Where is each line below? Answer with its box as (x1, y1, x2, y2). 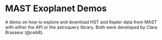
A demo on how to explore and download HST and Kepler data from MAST (5, 19, 157, 25)
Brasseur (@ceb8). (5, 29, 44, 35)
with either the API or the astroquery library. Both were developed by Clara (5, 24, 158, 30)
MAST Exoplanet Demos (5, 3, 107, 14)
